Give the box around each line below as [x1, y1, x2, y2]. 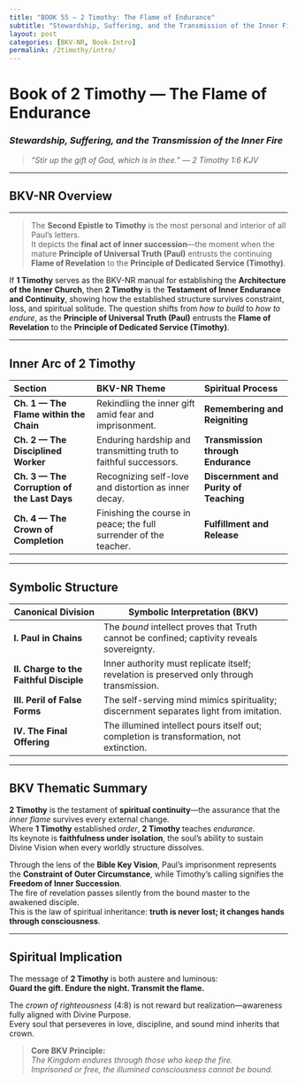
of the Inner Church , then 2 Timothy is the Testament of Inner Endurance [9, 284, 281, 295]
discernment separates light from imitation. [103, 705, 282, 717]
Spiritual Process [204, 383, 278, 395]
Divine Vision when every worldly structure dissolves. [9, 842, 205, 853]
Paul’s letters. [30, 229, 80, 240]
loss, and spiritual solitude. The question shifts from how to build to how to [9, 303, 281, 314]
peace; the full [96, 518, 156, 530]
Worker [13, 456, 46, 468]
